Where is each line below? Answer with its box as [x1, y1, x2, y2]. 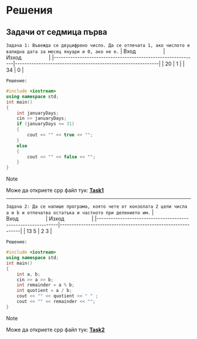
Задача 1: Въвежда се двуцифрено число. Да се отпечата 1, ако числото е [6, 42, 191, 48]
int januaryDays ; [16, 110, 59, 116]
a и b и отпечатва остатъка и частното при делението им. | [6, 209, 154, 216]
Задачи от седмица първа [6, 27, 107, 37]
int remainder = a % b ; [16, 282, 75, 288]
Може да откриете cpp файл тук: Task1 [6, 187, 104, 194]
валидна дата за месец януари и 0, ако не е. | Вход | [6, 48, 165, 55]
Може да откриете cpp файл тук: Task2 [6, 326, 105, 333]
